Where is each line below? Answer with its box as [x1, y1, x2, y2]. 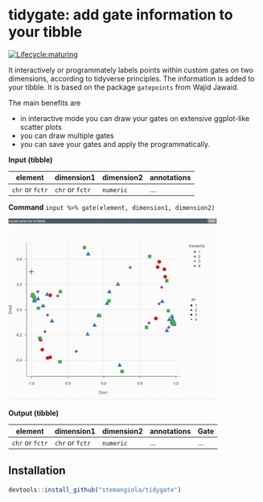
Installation [8, 463, 66, 477]
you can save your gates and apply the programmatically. [19, 139, 211, 149]
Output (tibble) [8, 408, 59, 418]
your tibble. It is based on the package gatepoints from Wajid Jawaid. [8, 82, 240, 92]
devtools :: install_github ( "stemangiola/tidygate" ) [8, 486, 182, 494]
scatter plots [19, 122, 62, 132]
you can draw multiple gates [19, 131, 114, 140]
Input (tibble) [8, 155, 53, 165]
